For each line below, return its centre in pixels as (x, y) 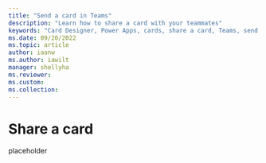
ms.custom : (26, 82)
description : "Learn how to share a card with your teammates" (115, 23)
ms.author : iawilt (39, 60)
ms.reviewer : (30, 75)
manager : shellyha (39, 68)
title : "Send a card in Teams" (60, 16)
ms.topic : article (39, 45)
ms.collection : (33, 89)
